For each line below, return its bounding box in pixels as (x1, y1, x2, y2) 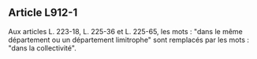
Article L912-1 (8, 6, 78, 19)
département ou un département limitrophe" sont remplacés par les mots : (8, 35, 250, 44)
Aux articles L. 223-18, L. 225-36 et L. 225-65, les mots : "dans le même (8, 26, 243, 36)
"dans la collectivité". (8, 43, 76, 53)
